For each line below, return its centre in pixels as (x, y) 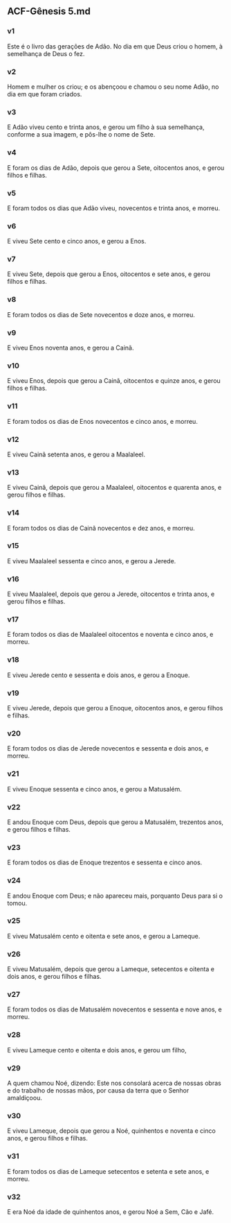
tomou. (17, 903)
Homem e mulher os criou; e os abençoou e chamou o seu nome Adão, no (113, 87)
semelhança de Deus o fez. (46, 53)
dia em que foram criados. (45, 94)
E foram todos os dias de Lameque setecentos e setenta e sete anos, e (108, 1171)
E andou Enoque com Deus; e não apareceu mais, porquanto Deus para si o (115, 896)
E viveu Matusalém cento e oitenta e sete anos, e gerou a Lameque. (104, 936)
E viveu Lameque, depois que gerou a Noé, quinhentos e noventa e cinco (111, 1131)
